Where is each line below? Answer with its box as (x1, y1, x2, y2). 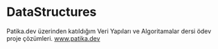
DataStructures (6, 4, 97, 20)
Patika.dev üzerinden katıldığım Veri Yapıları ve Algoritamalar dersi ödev (6, 27, 212, 35)
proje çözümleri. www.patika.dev (6, 34, 101, 42)
